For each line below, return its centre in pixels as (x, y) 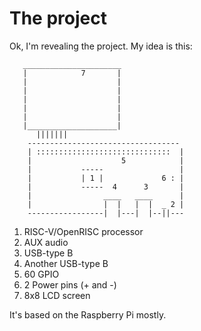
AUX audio (46, 242)
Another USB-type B (66, 263)
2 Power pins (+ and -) (70, 284)
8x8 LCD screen (57, 295)
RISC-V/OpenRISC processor (83, 231)
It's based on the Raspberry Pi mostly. (88, 314)
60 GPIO (41, 274)
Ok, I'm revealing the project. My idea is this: (101, 46)
